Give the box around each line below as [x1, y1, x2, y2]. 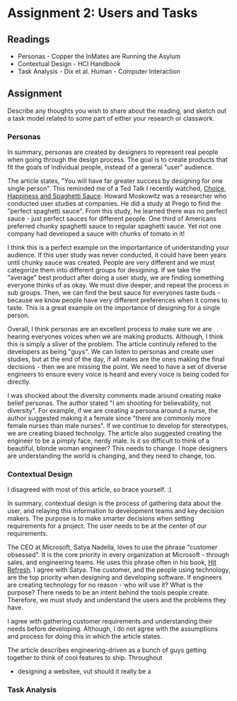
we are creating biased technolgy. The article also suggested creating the [7, 429, 222, 438]
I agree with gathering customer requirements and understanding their [7, 617, 213, 626]
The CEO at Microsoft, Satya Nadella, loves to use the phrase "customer [7, 543, 218, 551]
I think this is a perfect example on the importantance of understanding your [7, 243, 230, 252]
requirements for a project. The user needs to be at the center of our [7, 521, 207, 530]
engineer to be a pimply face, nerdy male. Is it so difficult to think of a [7, 436, 210, 445]
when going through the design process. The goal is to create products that [7, 155, 228, 164]
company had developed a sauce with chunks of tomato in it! [7, 229, 185, 238]
